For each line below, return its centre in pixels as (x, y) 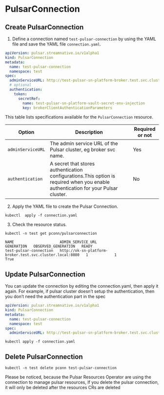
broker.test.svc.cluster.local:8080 (42, 255)
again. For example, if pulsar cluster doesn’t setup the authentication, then (80, 291)
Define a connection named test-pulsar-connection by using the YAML (84, 39)
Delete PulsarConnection (44, 357)
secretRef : (29, 99)
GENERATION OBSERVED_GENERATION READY (49, 247)
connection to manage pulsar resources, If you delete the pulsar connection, (82, 382)
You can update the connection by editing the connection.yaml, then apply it (82, 286)
